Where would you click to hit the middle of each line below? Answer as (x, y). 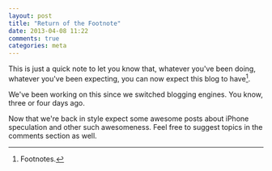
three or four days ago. (47, 102)
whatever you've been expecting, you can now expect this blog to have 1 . (130, 78)
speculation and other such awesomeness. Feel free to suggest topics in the (136, 127)
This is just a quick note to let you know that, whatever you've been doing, (132, 69)
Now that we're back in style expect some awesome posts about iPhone (129, 119)
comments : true (34, 38)
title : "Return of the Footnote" (65, 23)
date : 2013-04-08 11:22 (49, 31)
